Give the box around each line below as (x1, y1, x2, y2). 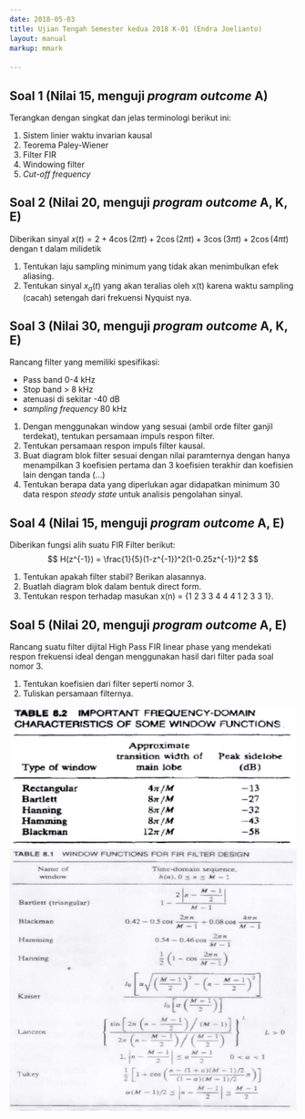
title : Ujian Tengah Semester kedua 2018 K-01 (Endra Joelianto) (9, 24, 262, 34)
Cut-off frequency (22, 169, 91, 180)
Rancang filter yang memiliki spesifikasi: (9, 356, 161, 368)
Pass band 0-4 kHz (22, 375, 96, 385)
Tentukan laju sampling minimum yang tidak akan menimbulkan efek (22, 261, 280, 272)
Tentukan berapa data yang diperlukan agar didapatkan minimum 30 (22, 479, 280, 490)
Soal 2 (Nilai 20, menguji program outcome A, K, (9, 195, 289, 210)
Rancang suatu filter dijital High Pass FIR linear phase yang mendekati (9, 641, 271, 652)
